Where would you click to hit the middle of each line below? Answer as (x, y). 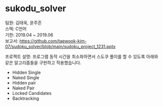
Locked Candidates (32, 93)
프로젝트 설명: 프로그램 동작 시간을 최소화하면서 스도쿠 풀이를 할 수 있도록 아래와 (82, 56)
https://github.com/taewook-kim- (53, 41)
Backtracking (26, 98)
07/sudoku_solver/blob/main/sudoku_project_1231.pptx (60, 46)
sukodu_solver (36, 9)
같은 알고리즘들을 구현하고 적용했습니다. (43, 63)
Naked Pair (23, 88)
